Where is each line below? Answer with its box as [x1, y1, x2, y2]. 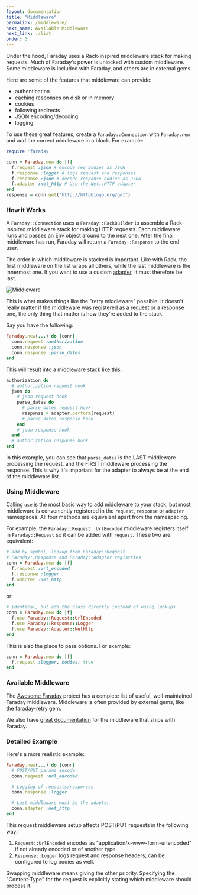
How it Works [6, 206, 46, 214]
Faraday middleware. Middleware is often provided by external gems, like [6, 698, 184, 705]
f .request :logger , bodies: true [11, 659, 94, 665]
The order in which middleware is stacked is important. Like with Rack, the [6, 256, 187, 263]
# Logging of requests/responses [11, 784, 94, 790]
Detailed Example [6, 737, 58, 745]
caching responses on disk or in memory [14, 94, 115, 101]
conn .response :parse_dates [11, 349, 81, 355]
